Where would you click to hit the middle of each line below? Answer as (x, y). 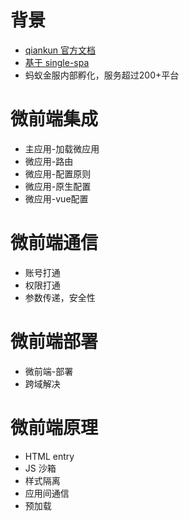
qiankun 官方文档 (60, 50)
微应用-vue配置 (56, 198)
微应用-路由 (49, 161)
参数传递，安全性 (60, 297)
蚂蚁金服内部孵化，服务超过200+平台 (102, 75)
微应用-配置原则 (58, 173)
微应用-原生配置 (58, 186)
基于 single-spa (57, 62)
